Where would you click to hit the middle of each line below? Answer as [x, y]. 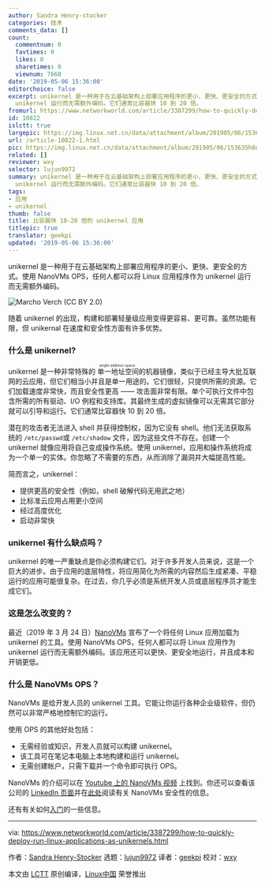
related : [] [28, 155]
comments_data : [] [38, 30]
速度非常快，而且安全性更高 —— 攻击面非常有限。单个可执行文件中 [138, 391]
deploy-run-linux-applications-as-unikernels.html [88, 840]
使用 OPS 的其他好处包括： [52, 729]
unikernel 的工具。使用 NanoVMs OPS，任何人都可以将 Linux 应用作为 [122, 642]
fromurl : [22, 111]
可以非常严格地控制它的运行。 [63, 712]
